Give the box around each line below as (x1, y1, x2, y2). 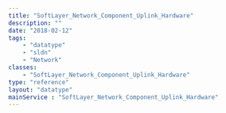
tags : (8, 33, 26, 42)
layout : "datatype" (8, 85, 73, 94)
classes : (8, 64, 37, 72)
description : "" (8, 19, 62, 27)
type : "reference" (8, 78, 69, 86)
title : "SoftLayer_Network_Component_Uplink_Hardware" (8, 11, 194, 20)
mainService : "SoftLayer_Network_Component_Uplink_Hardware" (8, 93, 219, 101)
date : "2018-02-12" (8, 26, 73, 34)
